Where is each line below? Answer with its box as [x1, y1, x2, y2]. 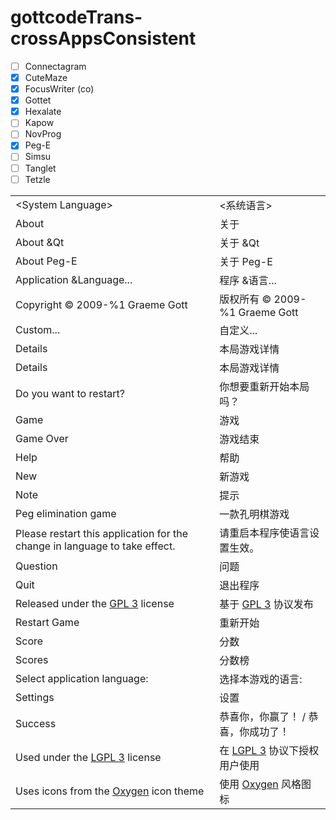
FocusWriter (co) [24, 83, 95, 95]
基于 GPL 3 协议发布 [219, 597, 314, 611]
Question [15, 559, 58, 573]
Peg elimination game [15, 506, 117, 520]
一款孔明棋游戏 [219, 507, 290, 521]
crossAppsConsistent [10, 27, 197, 50]
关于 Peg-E [219, 254, 273, 268]
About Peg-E [15, 254, 78, 268]
